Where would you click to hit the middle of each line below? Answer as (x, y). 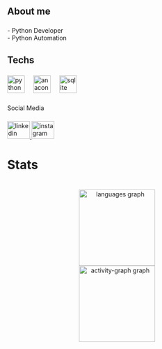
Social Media (26, 108)
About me (29, 11)
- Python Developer (35, 31)
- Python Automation (37, 38)
